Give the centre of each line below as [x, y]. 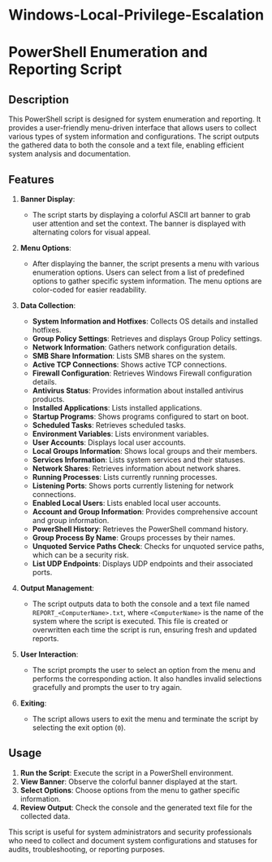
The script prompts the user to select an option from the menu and [144, 670]
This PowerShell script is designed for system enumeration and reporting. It [135, 119]
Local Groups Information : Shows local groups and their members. [145, 451]
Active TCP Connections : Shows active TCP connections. [130, 365]
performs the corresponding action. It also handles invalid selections [147, 679]
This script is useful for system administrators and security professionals [130, 832]
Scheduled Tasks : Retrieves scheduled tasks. [109, 425]
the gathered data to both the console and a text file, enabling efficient [126, 145]
